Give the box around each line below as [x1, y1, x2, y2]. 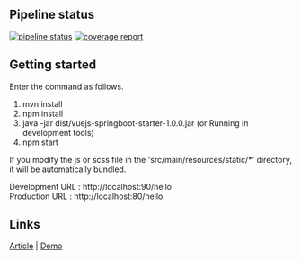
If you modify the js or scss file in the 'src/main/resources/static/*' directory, [9, 154, 292, 165]
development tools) [22, 127, 94, 138]
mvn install [22, 98, 63, 109]
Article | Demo [9, 240, 63, 251]
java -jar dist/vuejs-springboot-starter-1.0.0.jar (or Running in [22, 117, 249, 129]
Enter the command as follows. [9, 81, 124, 92]
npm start [22, 137, 58, 148]
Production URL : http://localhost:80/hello [9, 191, 164, 202]
